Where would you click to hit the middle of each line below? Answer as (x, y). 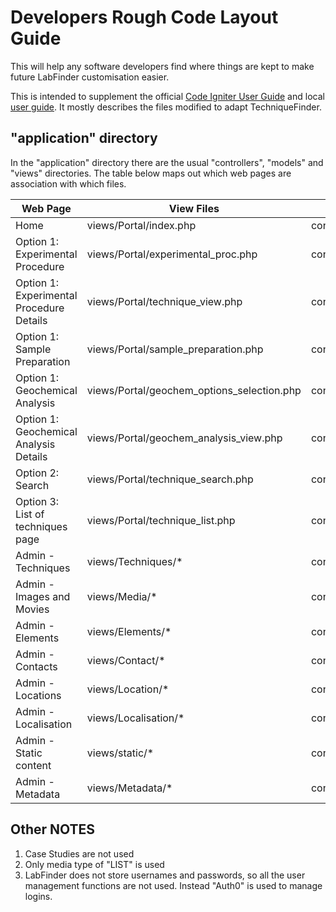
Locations (38, 695)
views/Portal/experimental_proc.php (172, 254)
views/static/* (120, 753)
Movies (32, 609)
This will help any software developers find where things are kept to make (162, 66)
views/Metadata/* (129, 788)
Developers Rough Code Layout (144, 17)
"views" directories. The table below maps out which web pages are (151, 173)
